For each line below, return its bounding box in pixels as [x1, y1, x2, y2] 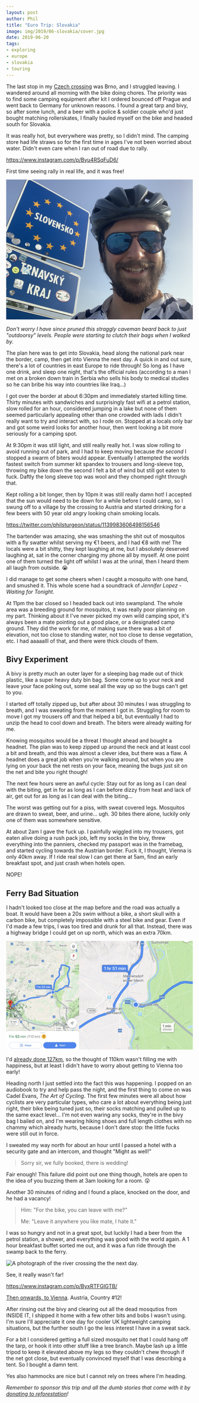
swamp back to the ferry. [6, 1248, 68, 1255]
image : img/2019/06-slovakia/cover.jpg [6, 28, 105, 34]
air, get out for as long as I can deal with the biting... [6, 792, 133, 800]
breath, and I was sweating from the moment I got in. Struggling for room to [6, 707, 191, 714]
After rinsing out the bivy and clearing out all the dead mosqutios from [6, 1305, 178, 1312]
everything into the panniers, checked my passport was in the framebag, [6, 841, 184, 848]
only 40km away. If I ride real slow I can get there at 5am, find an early [6, 853, 178, 861]
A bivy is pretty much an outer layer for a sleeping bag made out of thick [6, 670, 183, 678]
